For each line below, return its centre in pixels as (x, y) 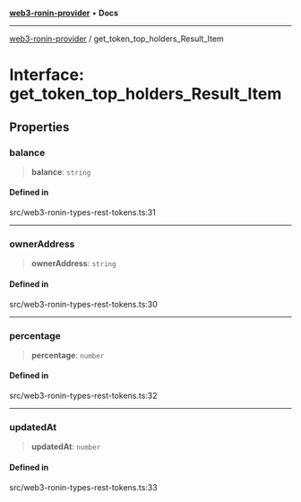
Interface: (47, 75)
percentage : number (68, 355)
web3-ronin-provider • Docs (64, 13)
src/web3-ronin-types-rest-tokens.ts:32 (84, 396)
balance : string (61, 172)
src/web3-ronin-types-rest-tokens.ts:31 (83, 212)
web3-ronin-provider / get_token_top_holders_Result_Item (116, 39)
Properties (39, 127)
